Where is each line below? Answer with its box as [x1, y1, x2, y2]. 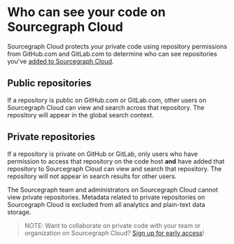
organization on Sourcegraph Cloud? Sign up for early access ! [24, 229, 205, 237]
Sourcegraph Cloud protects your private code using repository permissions [7, 42, 228, 50]
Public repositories [7, 78, 92, 89]
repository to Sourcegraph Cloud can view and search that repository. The [7, 164, 222, 173]
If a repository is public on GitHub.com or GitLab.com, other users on [7, 96, 207, 104]
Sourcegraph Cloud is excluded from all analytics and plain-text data [7, 200, 205, 208]
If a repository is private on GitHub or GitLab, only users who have [7, 150, 198, 158]
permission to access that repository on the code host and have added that [7, 157, 225, 165]
